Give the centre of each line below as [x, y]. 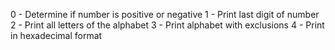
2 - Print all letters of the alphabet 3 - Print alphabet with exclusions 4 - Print [167, 25]
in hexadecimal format [56, 35]
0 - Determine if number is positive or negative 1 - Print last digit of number [165, 14]
